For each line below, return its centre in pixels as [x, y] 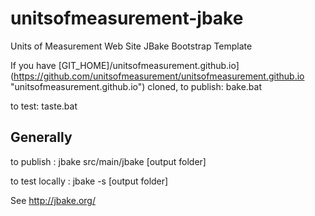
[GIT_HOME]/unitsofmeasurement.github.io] [149, 65]
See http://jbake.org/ [53, 200]
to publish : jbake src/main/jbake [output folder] [108, 161]
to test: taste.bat [44, 106]
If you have [33, 65]
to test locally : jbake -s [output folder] [89, 181]
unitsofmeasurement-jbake [127, 18]
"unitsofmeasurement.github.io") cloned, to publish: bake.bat [136, 86]
